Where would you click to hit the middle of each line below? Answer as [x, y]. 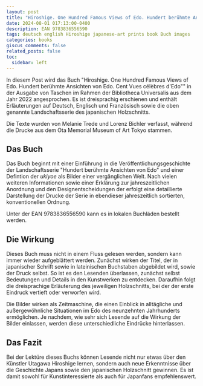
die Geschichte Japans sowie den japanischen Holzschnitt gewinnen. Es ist [100, 370]
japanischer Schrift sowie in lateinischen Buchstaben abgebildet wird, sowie [101, 267]
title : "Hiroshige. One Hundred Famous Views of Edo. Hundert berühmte [98, 18]
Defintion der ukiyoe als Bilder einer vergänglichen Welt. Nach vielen [92, 177]
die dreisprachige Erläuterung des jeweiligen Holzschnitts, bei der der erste [100, 286]
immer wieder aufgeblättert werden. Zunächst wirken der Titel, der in [92, 260]
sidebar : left [29, 62]
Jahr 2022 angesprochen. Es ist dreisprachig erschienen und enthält [92, 99]
